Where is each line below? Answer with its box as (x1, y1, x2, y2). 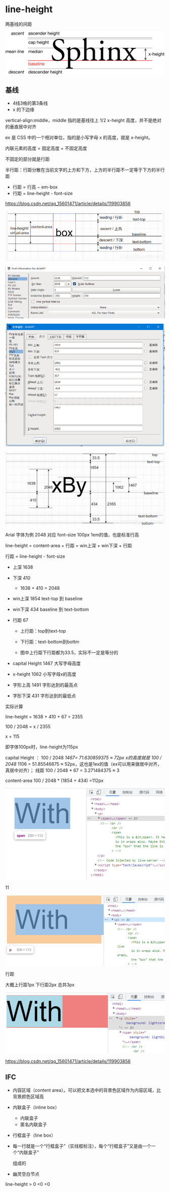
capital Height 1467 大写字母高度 (12, 660, 81, 666)
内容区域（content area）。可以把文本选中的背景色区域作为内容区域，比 (12, 1087, 161, 1093)
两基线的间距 (5, 21, 32, 27)
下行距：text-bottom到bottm (20, 639, 79, 645)
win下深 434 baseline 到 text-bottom (12, 606, 90, 612)
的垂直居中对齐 (5, 123, 36, 130)
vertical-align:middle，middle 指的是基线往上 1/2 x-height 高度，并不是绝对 (5, 117, 162, 123)
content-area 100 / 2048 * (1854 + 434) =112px (5, 777, 104, 783)
